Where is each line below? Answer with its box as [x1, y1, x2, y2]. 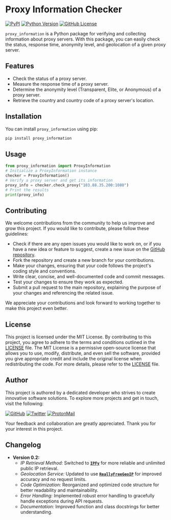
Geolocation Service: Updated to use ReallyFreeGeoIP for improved [20, 471, 162, 477]
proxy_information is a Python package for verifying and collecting [5, 30, 146, 36]
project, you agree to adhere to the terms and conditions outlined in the [5, 339, 156, 345]
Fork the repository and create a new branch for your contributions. [12, 257, 155, 263]
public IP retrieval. [20, 465, 59, 471]
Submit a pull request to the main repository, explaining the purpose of [12, 284, 161, 291]
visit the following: [5, 400, 44, 407]
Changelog [5, 440, 41, 450]
